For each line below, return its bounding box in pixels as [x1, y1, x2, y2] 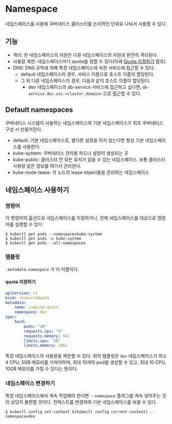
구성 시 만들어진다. [5, 126, 43, 132]
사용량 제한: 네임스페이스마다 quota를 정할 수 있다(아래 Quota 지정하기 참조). [12, 58, 167, 64]
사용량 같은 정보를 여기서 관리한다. [12, 163, 82, 169]
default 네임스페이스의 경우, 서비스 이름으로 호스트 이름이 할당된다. [20, 71, 155, 77]
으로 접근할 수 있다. [103, 90, 142, 97]
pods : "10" [24, 324, 47, 329]
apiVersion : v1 [5, 291, 38, 296]
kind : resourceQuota [5, 295, 50, 300]
